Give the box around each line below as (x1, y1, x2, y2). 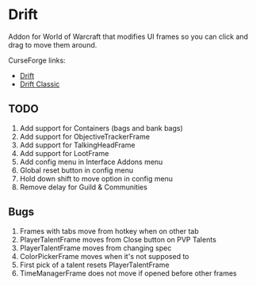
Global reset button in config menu (19, 165, 134, 175)
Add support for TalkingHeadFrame (19, 140, 136, 150)
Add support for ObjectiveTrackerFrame (19, 132, 151, 141)
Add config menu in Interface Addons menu (19, 157, 163, 166)
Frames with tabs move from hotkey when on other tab (19, 226, 200, 235)
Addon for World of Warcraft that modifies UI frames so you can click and (8, 32, 248, 41)
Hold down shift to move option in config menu (19, 174, 173, 183)
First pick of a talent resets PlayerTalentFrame (19, 260, 170, 269)
